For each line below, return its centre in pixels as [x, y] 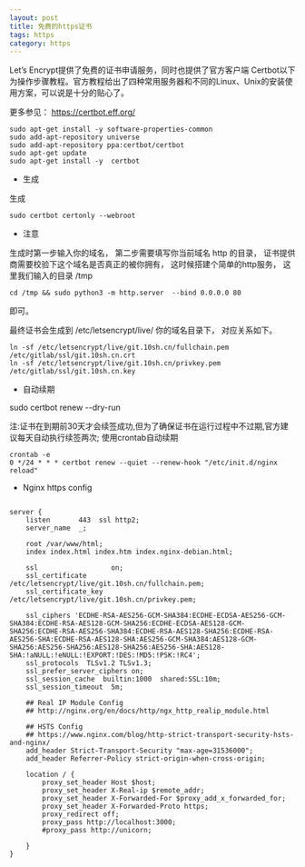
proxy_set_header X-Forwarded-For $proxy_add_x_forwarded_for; [164, 799]
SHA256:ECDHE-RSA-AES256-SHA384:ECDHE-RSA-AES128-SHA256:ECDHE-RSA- [142, 632]
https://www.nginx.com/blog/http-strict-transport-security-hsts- [166, 735]
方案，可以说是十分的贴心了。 [73, 93]
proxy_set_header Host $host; [99, 782]
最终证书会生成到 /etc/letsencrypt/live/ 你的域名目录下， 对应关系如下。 [143, 330]
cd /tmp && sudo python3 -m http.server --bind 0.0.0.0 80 [126, 293]
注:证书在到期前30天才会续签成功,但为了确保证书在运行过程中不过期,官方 [145, 426]
